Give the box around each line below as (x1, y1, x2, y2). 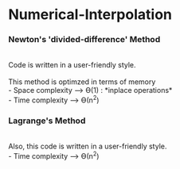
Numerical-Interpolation (8, 6, 173, 24)
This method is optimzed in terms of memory (8, 77, 156, 86)
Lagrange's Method (8, 115, 86, 126)
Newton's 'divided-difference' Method (8, 34, 161, 45)
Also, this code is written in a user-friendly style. (8, 141, 167, 152)
